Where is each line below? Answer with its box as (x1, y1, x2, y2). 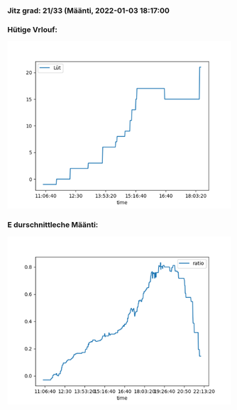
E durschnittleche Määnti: (7, 220, 99, 230)
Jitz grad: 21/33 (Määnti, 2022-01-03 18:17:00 (7, 6, 170, 16)
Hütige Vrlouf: (7, 24, 58, 34)
